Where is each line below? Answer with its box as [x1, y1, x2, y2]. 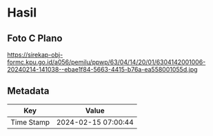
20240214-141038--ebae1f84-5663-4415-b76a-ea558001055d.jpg [7, 66, 198, 73]
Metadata [7, 85, 50, 97]
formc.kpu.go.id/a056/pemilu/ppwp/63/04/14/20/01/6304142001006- [7, 58, 206, 66]
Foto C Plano [7, 32, 63, 44]
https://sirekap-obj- [7, 50, 63, 59]
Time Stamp [10, 117, 50, 127]
